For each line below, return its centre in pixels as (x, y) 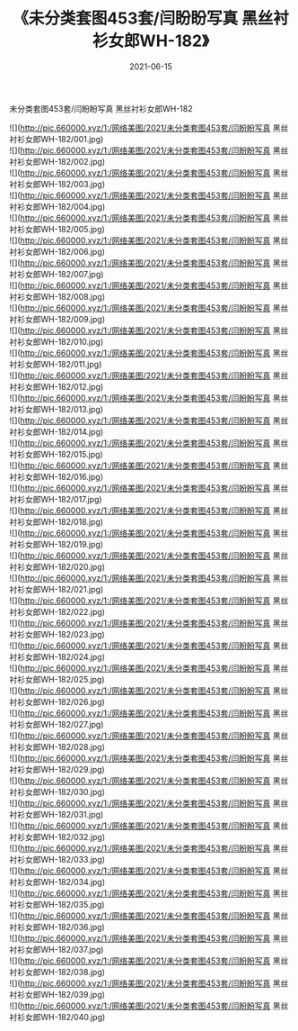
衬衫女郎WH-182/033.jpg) (57, 859)
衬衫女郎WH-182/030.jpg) (57, 791)
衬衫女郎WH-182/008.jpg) (57, 296)
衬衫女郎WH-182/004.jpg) (57, 206)
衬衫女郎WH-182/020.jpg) (57, 566)
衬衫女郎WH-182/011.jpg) (56, 364)
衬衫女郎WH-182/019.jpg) (57, 544)
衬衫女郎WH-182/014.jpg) (57, 431)
